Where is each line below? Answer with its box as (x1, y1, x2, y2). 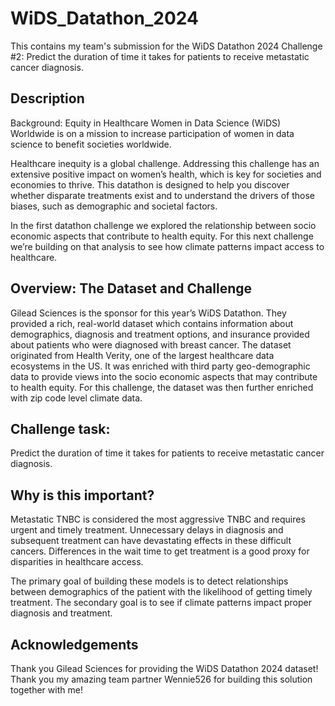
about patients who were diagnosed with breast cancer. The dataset (10, 338, 292, 351)
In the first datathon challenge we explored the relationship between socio (10, 219, 317, 231)
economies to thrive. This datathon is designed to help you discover (10, 178, 290, 191)
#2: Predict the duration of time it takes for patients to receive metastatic (10, 50, 310, 62)
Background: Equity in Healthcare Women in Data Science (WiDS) (10, 117, 282, 129)
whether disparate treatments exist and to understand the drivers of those (10, 189, 315, 201)
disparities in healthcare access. (10, 556, 144, 568)
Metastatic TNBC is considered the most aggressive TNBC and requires (10, 513, 306, 526)
